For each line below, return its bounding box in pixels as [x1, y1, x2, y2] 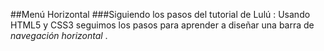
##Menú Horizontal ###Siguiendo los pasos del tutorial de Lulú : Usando [10, 9, 311, 20]
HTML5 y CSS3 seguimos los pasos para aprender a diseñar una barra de [10, 19, 315, 31]
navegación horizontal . [10, 30, 108, 41]
